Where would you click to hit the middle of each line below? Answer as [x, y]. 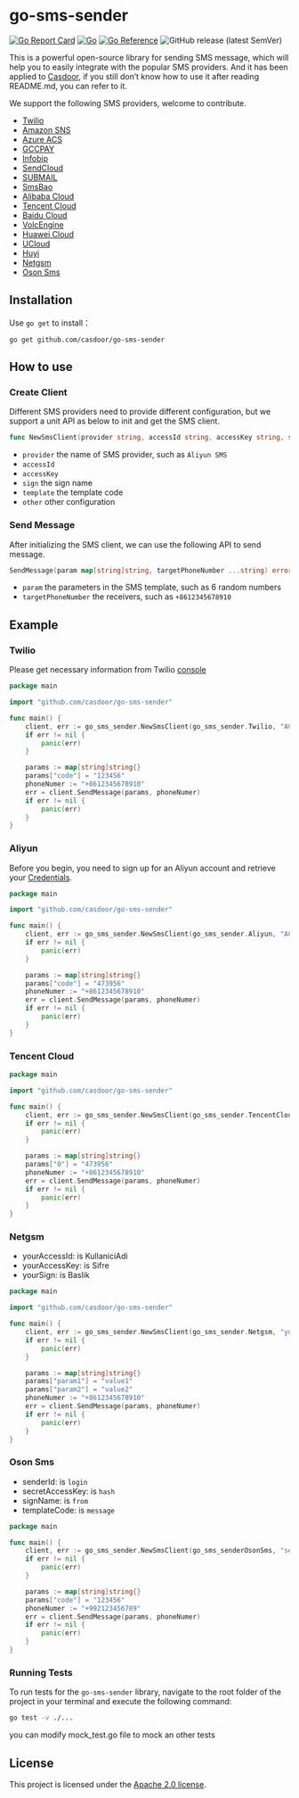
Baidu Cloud [44, 215]
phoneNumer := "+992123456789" [83, 1608]
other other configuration [69, 502]
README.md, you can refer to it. [68, 86]
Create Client [39, 392]
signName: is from [55, 1500]
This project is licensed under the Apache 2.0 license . [108, 1784]
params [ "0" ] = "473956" [69, 1165]
